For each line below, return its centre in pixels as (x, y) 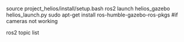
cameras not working (32, 21)
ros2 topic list (23, 33)
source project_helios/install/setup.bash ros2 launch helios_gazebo (88, 9)
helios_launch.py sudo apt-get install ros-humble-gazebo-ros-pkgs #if (92, 15)
